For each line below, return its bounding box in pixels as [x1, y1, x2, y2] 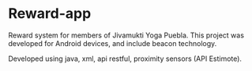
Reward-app [8, 5, 92, 23]
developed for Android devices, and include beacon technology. [8, 38, 217, 48]
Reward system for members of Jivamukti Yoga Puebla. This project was [8, 30, 245, 40]
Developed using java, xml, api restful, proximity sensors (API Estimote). [8, 54, 243, 63]
